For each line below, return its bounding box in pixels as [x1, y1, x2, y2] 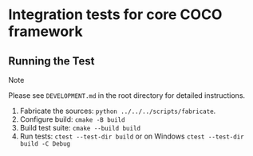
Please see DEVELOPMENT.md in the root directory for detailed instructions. [8, 91, 246, 100]
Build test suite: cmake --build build [19, 123, 141, 132]
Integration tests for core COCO [8, 6, 223, 24]
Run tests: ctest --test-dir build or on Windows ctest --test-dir [19, 131, 245, 141]
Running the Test [8, 54, 95, 68]
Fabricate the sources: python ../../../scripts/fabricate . [19, 106, 216, 115]
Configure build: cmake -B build [19, 115, 125, 124]
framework [8, 22, 83, 41]
